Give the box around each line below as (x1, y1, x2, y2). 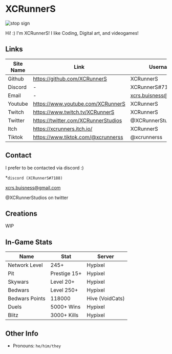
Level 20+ (50, 278, 75, 285)
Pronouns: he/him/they (12, 343, 61, 349)
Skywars (8, 278, 29, 285)
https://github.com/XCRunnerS (33, 75, 107, 82)
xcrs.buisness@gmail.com (5, 184, 61, 190)
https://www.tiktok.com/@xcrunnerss (33, 133, 123, 141)
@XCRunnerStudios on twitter (5, 194, 69, 201)
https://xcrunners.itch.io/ (33, 125, 93, 132)
